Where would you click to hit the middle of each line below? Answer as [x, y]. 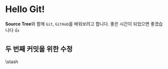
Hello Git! [25, 9]
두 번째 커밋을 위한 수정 [39, 49]
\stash [12, 61]
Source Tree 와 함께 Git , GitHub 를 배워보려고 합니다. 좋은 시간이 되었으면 [77, 24]
